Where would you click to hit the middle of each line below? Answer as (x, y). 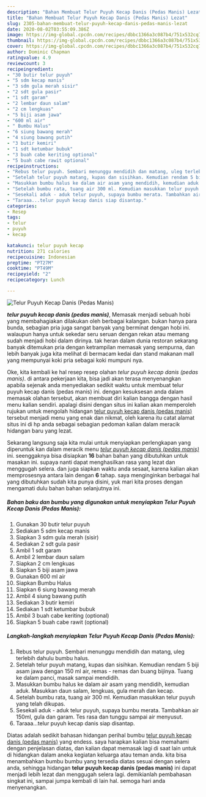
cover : (15, 47)
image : (15, 35)
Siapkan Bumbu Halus (44, 583)
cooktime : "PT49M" (30, 268)
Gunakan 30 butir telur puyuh (53, 524)
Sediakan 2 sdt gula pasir (48, 544)
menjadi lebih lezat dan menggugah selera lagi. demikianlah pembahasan (99, 774)
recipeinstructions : (33, 166)
